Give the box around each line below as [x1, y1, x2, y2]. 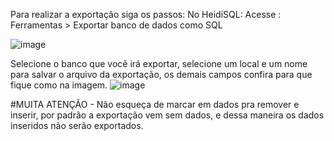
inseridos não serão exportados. [10, 120, 144, 131]
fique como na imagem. [10, 79, 108, 91]
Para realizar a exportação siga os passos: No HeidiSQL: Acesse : [10, 9, 282, 20]
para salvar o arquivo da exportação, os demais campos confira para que [10, 69, 313, 80]
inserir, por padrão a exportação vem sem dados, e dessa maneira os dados [10, 109, 325, 121]
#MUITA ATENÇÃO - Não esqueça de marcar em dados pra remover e [10, 99, 300, 110]
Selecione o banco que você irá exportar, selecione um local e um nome [10, 58, 308, 69]
